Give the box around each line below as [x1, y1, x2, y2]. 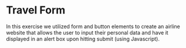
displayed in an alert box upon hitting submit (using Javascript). [6, 35, 160, 42]
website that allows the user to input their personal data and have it [6, 29, 168, 36]
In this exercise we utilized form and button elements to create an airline [6, 23, 181, 30]
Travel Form [6, 4, 66, 17]
